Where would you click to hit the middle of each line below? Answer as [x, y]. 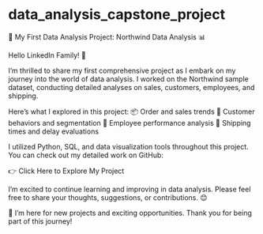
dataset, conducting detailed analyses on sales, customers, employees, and [131, 87]
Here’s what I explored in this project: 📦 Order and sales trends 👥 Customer [131, 111]
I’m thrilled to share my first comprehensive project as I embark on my [122, 70]
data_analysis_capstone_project [117, 15]
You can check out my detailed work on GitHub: [86, 155]
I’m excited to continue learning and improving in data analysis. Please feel [130, 189]
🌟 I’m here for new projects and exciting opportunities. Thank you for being [130, 213]
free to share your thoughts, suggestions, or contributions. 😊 [108, 197]
